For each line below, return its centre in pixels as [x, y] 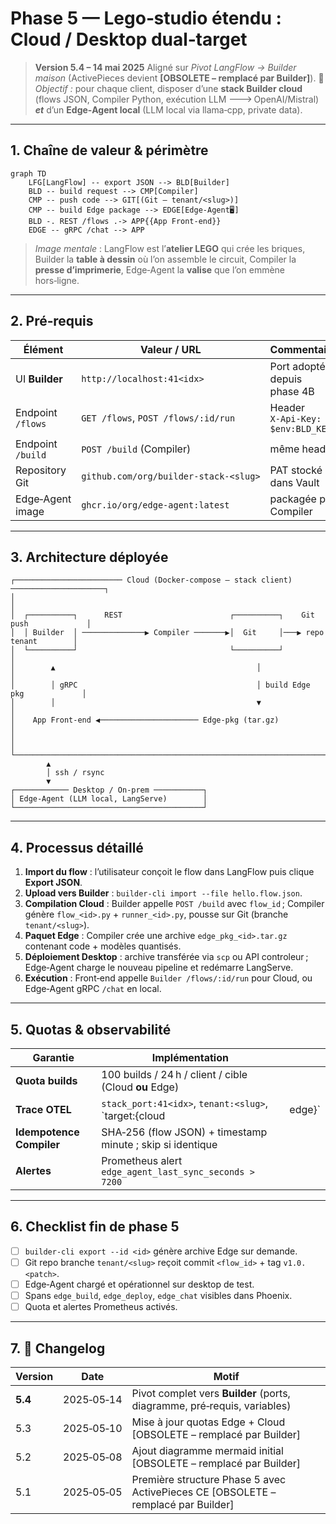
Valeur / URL [171, 349]
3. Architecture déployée [89, 557]
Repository [41, 470]
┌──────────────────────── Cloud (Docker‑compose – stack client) [151, 580]
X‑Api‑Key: [295, 418]
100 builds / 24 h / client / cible [174, 1074]
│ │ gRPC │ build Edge [160, 685]
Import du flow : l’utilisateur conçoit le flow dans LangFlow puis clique [169, 872]
